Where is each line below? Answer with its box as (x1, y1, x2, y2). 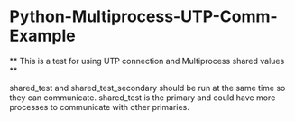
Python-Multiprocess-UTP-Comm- (9, 6, 278, 27)
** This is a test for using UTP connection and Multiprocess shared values (9, 55, 285, 66)
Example (9, 25, 76, 46)
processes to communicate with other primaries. (9, 101, 189, 112)
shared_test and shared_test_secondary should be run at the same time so (9, 82, 286, 93)
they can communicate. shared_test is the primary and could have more (9, 92, 276, 103)
